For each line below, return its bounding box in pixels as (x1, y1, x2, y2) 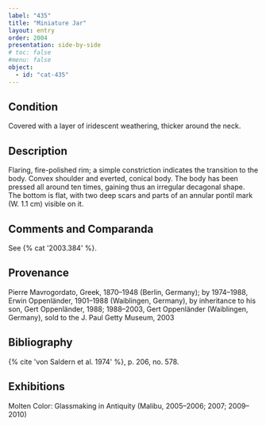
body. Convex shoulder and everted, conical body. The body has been (8, 174, 238, 184)
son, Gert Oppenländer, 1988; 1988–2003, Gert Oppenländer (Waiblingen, (8, 304, 249, 314)
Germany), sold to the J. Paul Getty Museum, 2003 (8, 312, 175, 322)
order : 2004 (8, 33, 48, 42)
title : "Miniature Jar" (8, 19, 87, 27)
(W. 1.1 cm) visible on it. (8, 199, 84, 209)
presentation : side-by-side (8, 41, 102, 49)
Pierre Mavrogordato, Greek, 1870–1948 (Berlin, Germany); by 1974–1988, (8, 287, 249, 296)
